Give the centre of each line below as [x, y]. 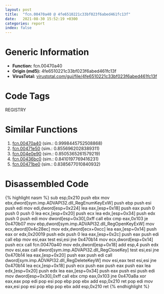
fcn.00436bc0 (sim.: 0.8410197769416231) [55, 159]
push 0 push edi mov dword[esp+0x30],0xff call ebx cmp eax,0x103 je [77, 218]
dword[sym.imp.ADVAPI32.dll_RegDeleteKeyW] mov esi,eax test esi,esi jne [81, 260]
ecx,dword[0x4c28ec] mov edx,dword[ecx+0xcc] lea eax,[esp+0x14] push [81, 229]
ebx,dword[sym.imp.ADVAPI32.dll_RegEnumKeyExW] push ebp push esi [78, 203]
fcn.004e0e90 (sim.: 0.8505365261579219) [56, 153]
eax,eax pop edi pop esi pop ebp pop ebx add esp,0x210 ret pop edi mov [79, 281]
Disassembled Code [47, 184]
